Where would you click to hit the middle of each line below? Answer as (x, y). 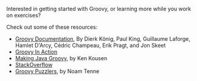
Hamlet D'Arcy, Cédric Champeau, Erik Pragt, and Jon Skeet (90, 45)
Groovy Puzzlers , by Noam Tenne (57, 71)
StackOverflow (34, 65)
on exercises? (24, 15)
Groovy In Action (36, 52)
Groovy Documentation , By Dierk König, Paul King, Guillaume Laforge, (102, 39)
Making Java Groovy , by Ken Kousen (61, 58)
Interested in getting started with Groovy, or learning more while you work (99, 9)
